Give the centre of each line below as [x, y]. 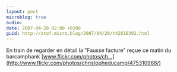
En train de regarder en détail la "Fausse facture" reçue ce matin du [89, 50]
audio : [14, 22]
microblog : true [26, 17]
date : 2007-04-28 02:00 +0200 [44, 28]
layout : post [22, 12]
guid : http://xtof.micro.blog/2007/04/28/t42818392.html [78, 34]
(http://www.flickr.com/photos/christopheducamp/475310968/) [84, 63]
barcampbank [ [25, 57]
